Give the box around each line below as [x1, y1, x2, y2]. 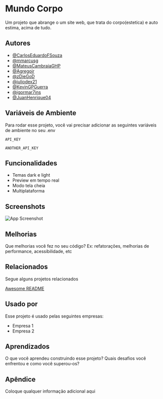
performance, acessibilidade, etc [5, 249, 73, 254]
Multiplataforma [12, 188, 45, 194]
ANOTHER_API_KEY [5, 145, 39, 150]
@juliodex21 [12, 78, 37, 84]
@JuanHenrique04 [12, 94, 51, 100]
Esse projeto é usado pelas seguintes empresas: [5, 313, 104, 319]
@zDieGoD [12, 73, 35, 79]
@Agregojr [12, 68, 35, 74]
